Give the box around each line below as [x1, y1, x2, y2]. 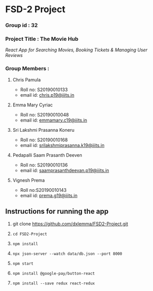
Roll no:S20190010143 [20, 187, 67, 193]
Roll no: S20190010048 [20, 111, 69, 118]
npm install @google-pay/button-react [12, 271, 95, 276]
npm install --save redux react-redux [12, 281, 95, 286]
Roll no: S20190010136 [20, 162, 68, 168]
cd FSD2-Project [12, 231, 47, 237]
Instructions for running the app [5, 207, 109, 216]
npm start [12, 261, 34, 266]
